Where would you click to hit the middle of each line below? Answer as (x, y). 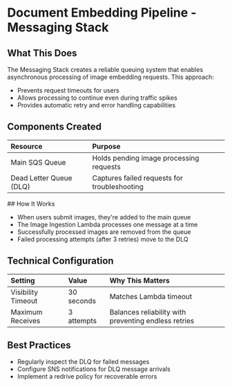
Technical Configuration (60, 261)
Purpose (106, 146)
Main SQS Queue (38, 162)
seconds (82, 300)
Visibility (25, 292)
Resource (27, 146)
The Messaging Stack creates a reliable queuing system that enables (105, 70)
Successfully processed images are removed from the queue (104, 232)
